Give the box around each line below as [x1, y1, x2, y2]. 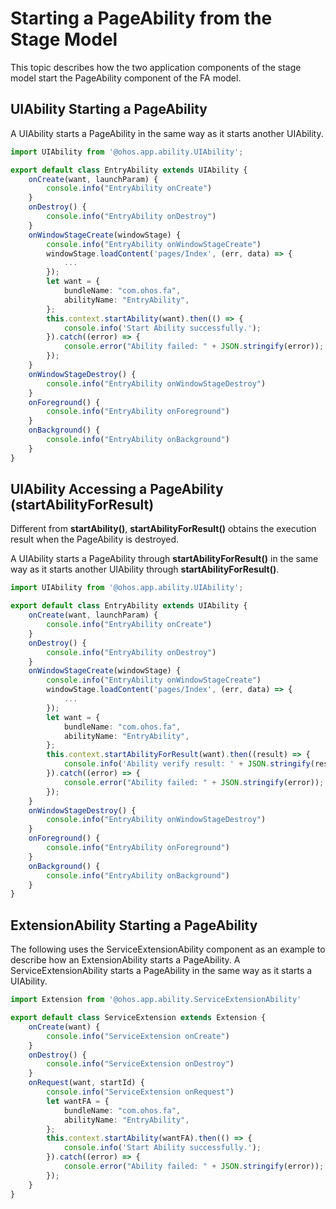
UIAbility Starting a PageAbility [10, 101, 208, 118]
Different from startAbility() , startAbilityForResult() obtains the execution [10, 523, 317, 535]
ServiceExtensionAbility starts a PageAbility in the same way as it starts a [10, 965, 313, 977]
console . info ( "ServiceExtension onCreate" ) [46, 1031, 230, 1041]
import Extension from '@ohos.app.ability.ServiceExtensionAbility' [10, 995, 302, 1005]
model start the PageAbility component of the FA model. [10, 72, 242, 84]
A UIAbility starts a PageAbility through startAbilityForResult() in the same [10, 553, 319, 565]
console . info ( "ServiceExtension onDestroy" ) [46, 1059, 235, 1069]
